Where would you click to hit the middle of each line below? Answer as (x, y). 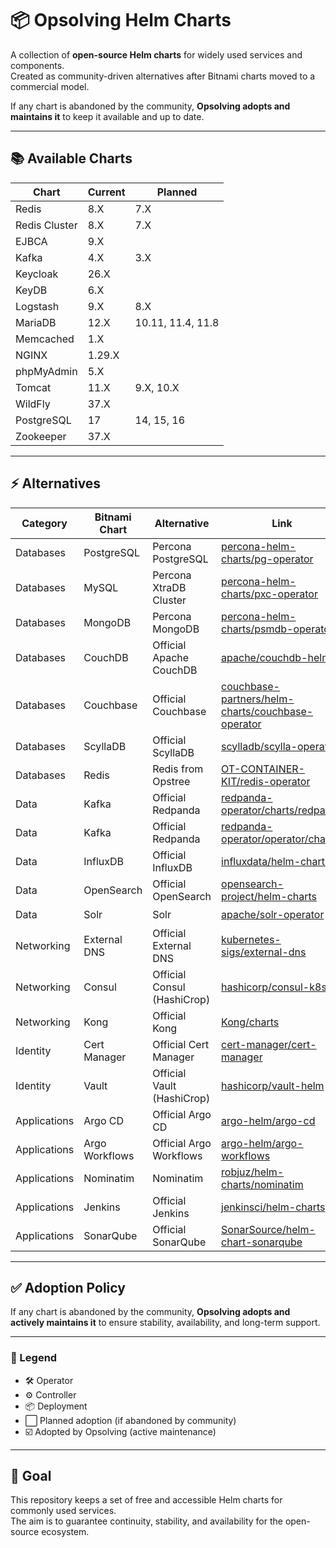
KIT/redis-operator (266, 781)
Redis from (178, 769)
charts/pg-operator (267, 559)
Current (106, 192)
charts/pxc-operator (269, 594)
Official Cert (181, 1044)
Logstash (37, 306)
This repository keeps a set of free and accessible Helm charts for (146, 1500)
